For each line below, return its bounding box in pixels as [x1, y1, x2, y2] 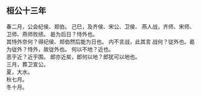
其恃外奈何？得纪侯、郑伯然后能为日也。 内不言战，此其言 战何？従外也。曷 [6, 38, 195, 45]
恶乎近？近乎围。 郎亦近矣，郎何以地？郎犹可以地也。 [6, 53, 140, 60]
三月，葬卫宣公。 [6, 60, 49, 68]
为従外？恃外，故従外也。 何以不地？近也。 [6, 45, 114, 53]
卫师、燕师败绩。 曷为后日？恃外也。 [6, 30, 98, 37]
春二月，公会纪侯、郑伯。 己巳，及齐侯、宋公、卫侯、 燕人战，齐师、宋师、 [6, 23, 195, 30]
